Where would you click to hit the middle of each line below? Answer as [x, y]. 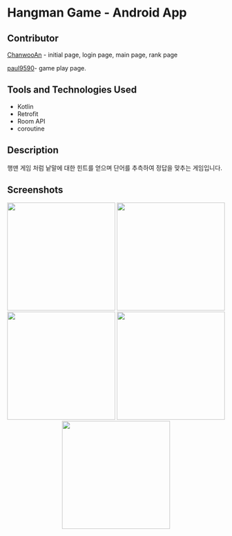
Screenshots [35, 190]
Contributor [33, 38]
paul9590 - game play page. [47, 68]
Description [33, 150]
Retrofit [28, 114]
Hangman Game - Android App [97, 13]
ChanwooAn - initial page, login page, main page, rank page [93, 55]
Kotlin [25, 106]
